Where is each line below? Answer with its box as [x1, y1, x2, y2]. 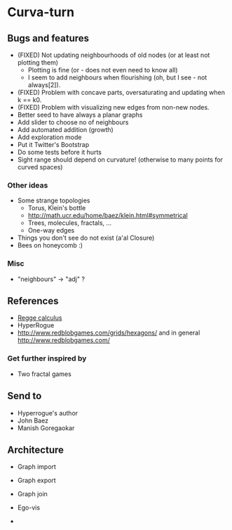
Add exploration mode [17, 133, 82, 141]
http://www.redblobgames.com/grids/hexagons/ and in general [17, 328, 200, 337]
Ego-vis [17, 503, 41, 512]
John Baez [17, 416, 49, 425]
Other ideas [7, 180, 48, 190]
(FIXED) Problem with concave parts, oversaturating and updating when [17, 89, 226, 96]
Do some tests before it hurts [17, 148, 102, 156]
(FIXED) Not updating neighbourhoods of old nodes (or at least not [17, 51, 210, 59]
